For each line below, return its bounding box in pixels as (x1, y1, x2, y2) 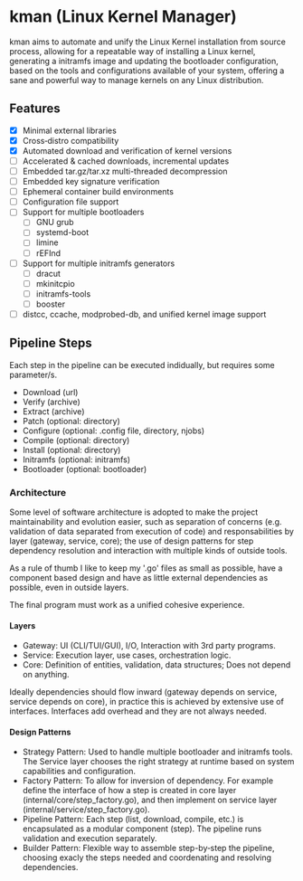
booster (35, 298, 66, 309)
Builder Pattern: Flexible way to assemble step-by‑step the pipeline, (22, 843, 275, 854)
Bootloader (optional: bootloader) (22, 463, 147, 474)
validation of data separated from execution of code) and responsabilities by (9, 526, 294, 537)
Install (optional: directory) (22, 444, 121, 455)
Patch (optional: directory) (22, 415, 120, 426)
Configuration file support (22, 196, 119, 207)
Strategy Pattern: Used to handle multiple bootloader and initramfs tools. (22, 746, 293, 757)
